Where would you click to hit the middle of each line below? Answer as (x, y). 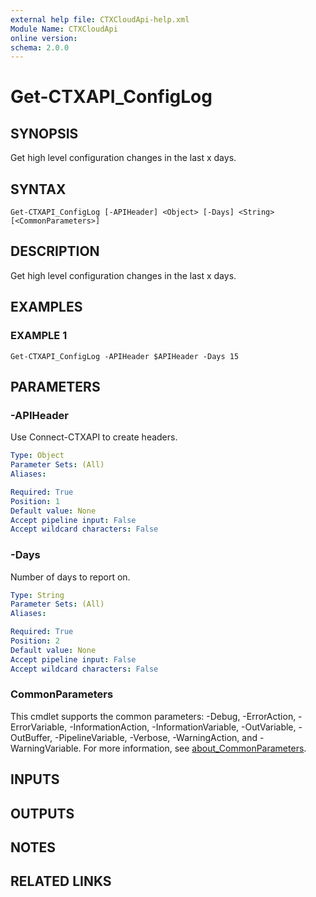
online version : (44, 38)
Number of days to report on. (70, 577)
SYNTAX (38, 189)
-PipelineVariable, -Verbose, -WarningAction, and (156, 737)
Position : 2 (35, 641)
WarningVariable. (46, 748)
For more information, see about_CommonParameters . (195, 748)
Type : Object (37, 456)
